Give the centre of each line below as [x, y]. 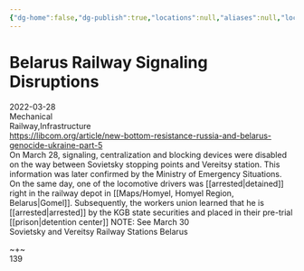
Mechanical [31, 116]
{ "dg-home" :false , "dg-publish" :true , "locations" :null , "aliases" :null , [145, 18]
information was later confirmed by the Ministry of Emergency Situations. [146, 173]
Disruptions [54, 81]
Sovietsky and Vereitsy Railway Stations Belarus [99, 231]
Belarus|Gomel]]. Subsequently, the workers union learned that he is [137, 202]
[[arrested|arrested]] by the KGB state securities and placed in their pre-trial [151, 212]
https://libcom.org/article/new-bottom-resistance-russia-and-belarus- [140, 135]
